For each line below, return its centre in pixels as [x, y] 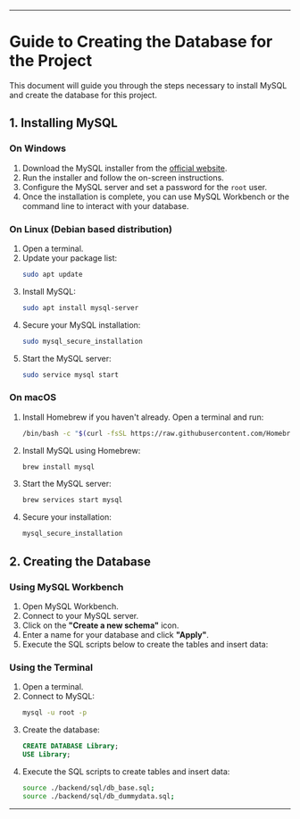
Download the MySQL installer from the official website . [125, 168]
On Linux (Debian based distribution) [91, 229]
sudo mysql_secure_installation [82, 341]
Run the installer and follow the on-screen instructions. [123, 177]
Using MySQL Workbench [67, 587]
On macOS [33, 397]
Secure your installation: [67, 517]
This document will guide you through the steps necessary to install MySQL [148, 85]
